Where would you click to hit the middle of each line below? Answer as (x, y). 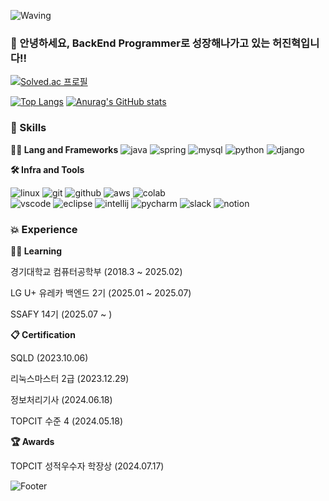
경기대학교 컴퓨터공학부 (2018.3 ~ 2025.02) (96, 271)
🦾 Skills (28, 128)
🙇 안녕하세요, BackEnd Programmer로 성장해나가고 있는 (140, 43)
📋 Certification (43, 334)
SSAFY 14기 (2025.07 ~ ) (61, 314)
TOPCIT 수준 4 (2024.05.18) (66, 421)
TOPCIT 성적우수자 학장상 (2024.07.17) (87, 466)
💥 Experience (44, 229)
